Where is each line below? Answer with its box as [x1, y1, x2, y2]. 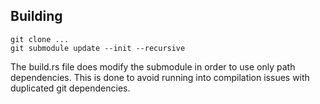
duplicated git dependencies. [10, 82, 131, 94]
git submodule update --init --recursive [10, 43, 186, 53]
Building [10, 8, 63, 25]
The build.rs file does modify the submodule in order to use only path [10, 60, 296, 73]
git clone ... [10, 34, 70, 44]
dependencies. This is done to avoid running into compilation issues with [10, 71, 310, 83]
